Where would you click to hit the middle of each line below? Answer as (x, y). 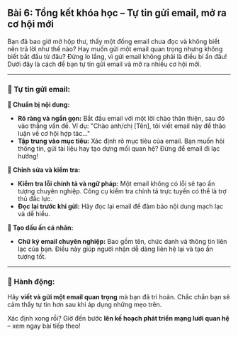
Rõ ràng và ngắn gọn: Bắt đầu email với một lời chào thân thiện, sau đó (121, 119)
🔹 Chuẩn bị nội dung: (39, 105)
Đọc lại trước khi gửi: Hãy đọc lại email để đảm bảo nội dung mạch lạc (120, 206)
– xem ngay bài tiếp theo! (44, 326)
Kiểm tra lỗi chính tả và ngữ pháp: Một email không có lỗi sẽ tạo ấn (116, 184)
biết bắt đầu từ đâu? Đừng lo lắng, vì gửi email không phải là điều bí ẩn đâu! (117, 56)
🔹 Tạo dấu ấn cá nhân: (40, 228)
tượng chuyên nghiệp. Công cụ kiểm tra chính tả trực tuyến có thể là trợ (122, 191)
